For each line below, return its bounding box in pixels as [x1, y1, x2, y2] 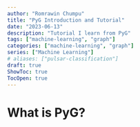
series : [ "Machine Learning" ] [7, 49, 94, 56]
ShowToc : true [7, 68, 48, 75]
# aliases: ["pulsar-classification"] [7, 56, 119, 62]
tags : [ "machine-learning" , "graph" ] [7, 36, 116, 43]
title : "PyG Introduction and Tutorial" [7, 17, 126, 24]
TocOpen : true [7, 74, 48, 82]
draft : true [7, 62, 41, 69]
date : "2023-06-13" [7, 23, 63, 30]
